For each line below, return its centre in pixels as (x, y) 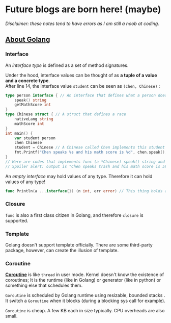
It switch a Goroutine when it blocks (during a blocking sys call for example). (85, 301)
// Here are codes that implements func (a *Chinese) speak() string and (85, 162)
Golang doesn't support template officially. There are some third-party (79, 245)
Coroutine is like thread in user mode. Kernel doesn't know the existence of (85, 275)
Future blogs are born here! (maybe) (83, 9)
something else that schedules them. (44, 285)
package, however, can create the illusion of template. (62, 251)
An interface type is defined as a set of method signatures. (67, 65)
